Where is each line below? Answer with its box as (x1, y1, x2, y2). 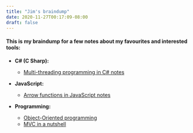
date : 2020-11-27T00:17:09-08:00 (6, 14, 88, 20)
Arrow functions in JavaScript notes (23, 91, 111, 98)
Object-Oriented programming (23, 114, 97, 121)
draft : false (6, 19, 38, 25)
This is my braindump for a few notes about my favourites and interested (6, 38, 188, 45)
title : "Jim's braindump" (6, 8, 69, 15)
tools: (6, 44, 21, 51)
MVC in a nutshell (23, 120, 66, 127)
